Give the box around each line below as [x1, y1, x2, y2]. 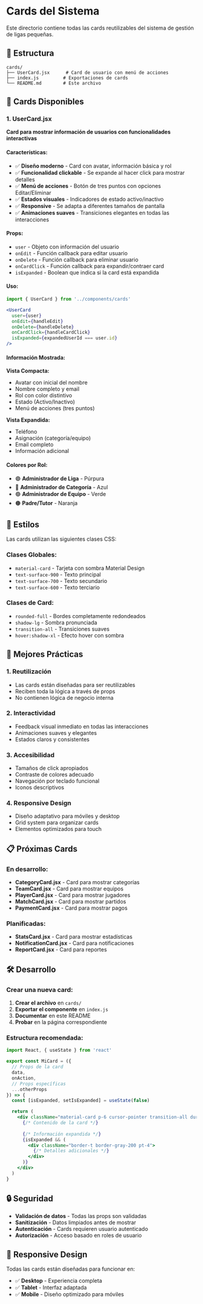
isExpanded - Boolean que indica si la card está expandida [14, 269, 159, 276]
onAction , [11, 1075, 36, 1081]
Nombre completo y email [14, 385, 80, 393]
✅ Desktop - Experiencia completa [14, 1277, 103, 1285]
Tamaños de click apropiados [14, 764, 89, 772]
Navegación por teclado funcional [14, 777, 100, 784]
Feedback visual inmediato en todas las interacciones [14, 723, 149, 730]
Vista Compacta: [6, 367, 50, 374]
